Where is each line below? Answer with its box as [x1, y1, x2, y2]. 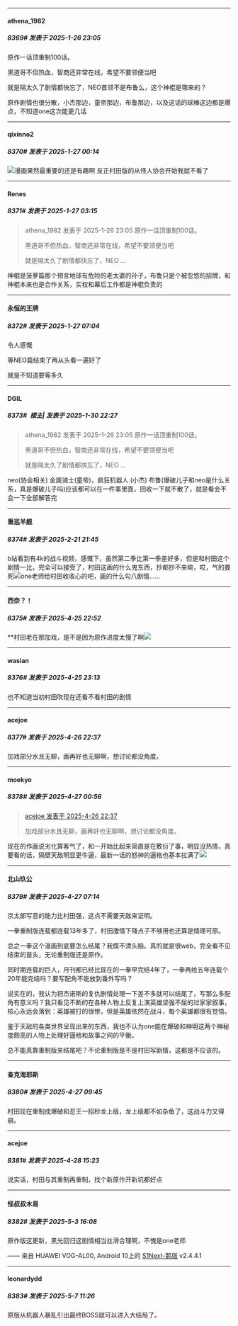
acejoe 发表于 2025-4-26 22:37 [24, 812, 118, 820]
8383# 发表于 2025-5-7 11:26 [7, 1292, 96, 1300]
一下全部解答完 [13, 493, 57, 501]
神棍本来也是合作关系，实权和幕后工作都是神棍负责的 [7, 280, 163, 288]
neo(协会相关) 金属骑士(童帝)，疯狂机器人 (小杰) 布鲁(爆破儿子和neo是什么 [7, 475, 225, 484]
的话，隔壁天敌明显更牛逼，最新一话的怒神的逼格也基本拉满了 [19, 851, 200, 859]
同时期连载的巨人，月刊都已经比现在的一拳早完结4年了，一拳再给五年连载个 [7, 965, 229, 974]
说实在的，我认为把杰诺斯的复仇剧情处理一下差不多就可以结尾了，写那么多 [7, 990, 225, 998]
